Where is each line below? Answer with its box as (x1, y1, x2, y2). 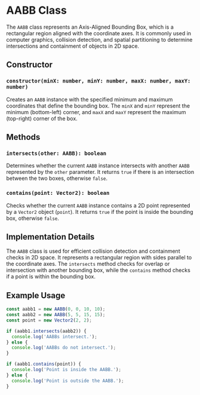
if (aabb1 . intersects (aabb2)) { (6, 328, 87, 334)
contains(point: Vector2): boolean (6, 189, 110, 197)
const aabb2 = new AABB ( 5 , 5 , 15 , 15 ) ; (6, 312, 106, 318)
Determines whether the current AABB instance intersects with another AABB (6, 162, 190, 169)
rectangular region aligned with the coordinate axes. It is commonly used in (6, 29, 192, 36)
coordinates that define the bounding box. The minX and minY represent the (6, 102, 190, 109)
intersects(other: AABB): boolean (6, 150, 106, 157)
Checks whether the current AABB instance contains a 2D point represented (6, 201, 190, 209)
